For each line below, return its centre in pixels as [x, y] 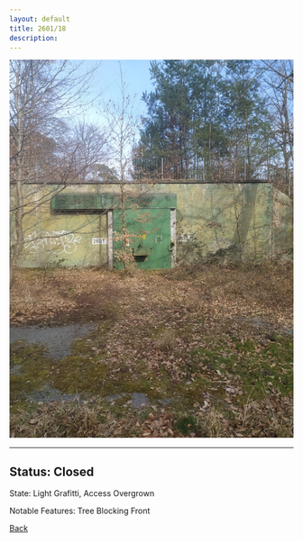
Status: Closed [52, 471]
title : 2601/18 [38, 28]
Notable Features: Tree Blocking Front [80, 511]
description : [34, 38]
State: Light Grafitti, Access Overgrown [82, 493]
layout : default [40, 19]
